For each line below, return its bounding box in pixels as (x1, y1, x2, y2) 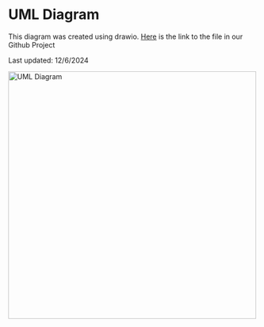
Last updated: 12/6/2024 (8, 55, 89, 65)
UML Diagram (8, 6, 100, 24)
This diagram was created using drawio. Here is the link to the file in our (8, 32, 243, 41)
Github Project (8, 40, 55, 49)
